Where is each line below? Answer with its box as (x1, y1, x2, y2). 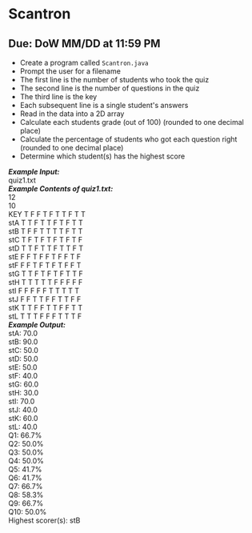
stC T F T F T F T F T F (8, 235, 83, 244)
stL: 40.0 (8, 422, 38, 431)
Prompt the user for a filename (19, 66, 122, 76)
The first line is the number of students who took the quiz (19, 75, 210, 84)
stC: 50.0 (8, 346, 38, 355)
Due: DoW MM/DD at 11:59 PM (8, 37, 161, 50)
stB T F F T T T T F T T (8, 226, 83, 236)
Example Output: (8, 320, 66, 329)
